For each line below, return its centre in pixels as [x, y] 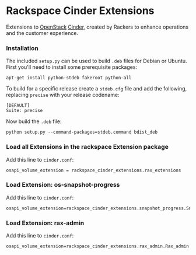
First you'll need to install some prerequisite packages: [72, 67]
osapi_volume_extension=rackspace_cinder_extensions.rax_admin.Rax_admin [98, 246]
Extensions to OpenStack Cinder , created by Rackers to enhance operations [97, 27]
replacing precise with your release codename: [63, 95]
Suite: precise [24, 111]
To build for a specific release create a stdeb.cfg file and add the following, [97, 89]
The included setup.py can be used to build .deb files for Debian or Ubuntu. [97, 61]
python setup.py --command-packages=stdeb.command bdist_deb [82, 132]
